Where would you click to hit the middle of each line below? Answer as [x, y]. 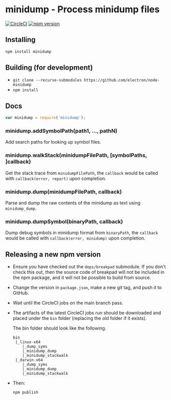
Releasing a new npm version [53, 254]
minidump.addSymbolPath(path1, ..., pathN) [61, 131]
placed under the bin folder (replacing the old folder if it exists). [80, 318]
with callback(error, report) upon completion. [56, 178]
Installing [20, 40]
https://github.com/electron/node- [122, 81]
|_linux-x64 [28, 342]
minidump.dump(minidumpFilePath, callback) [63, 192]
